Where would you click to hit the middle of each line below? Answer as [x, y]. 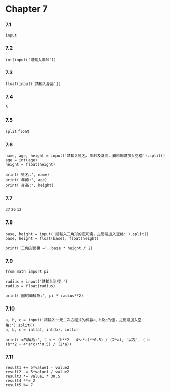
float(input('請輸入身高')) [33, 84]
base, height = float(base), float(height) [52, 238]
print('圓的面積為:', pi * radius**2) [45, 296]
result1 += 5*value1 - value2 [37, 368]
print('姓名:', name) [27, 174]
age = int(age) [21, 160]
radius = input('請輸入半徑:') [36, 281]
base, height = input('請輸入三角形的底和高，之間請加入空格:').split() [77, 234]
